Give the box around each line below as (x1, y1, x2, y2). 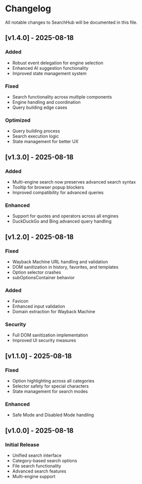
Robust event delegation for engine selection (12, 60, 104, 66)
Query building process (12, 128, 60, 134)
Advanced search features (12, 468, 67, 474)
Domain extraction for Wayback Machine (12, 309, 95, 315)
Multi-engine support (12, 474, 56, 480)
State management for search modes (12, 388, 88, 394)
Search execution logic (12, 133, 59, 139)
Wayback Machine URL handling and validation (12, 258, 108, 265)
